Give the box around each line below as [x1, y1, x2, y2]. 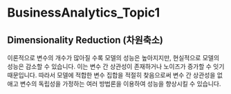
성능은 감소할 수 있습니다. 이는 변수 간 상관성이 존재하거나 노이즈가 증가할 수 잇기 [7, 62, 225, 70]
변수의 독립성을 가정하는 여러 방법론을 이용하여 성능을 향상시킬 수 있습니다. [19, 79, 221, 88]
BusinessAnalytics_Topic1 [7, 5, 160, 21]
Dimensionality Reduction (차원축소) [7, 34, 164, 46]
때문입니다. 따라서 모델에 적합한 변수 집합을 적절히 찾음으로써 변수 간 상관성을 [7, 71, 216, 79]
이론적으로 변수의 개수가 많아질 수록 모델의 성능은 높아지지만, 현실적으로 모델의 [7, 54, 220, 62]
